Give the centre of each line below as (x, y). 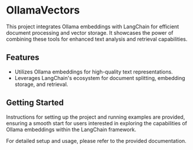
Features (23, 57)
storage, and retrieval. (41, 84)
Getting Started (35, 103)
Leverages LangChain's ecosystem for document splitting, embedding (100, 78)
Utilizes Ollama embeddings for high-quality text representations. (94, 72)
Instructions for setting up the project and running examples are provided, (96, 117)
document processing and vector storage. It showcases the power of (90, 32)
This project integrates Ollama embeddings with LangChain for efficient (93, 26)
